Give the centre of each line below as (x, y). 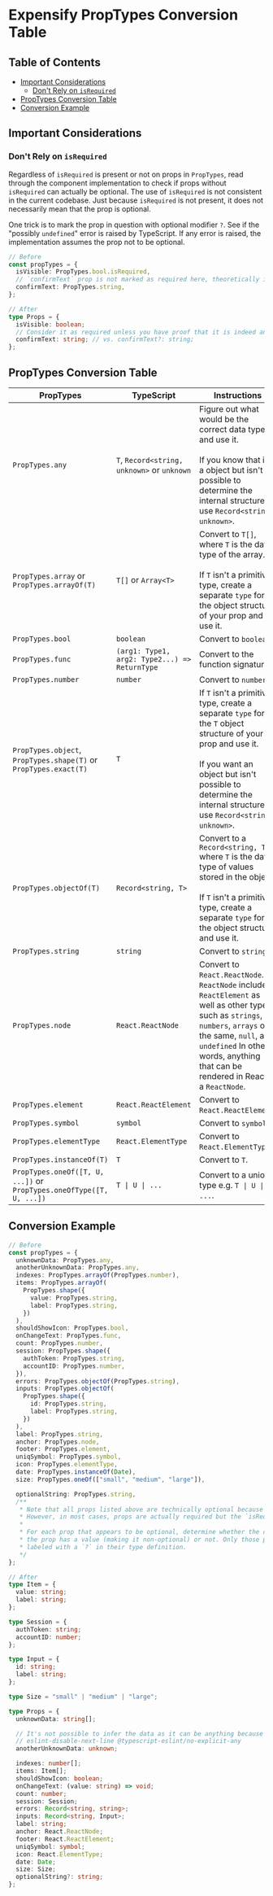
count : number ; (41, 1793)
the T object (221, 723)
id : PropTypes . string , (68, 1404)
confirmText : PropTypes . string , (71, 287)
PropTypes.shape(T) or (55, 760)
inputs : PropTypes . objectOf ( (65, 1389)
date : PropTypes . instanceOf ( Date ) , (76, 1472)
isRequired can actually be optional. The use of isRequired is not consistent (135, 191)
